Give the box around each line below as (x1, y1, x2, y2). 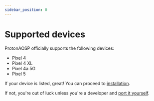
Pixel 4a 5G (11, 65, 36, 71)
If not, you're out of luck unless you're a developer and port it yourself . (4, 90, 150, 96)
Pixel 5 (11, 71, 26, 77)
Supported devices (4, 28, 86, 40)
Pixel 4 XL (11, 60, 33, 66)
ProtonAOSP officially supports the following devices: (4, 45, 115, 51)
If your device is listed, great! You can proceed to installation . (4, 80, 131, 86)
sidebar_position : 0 (4, 7, 48, 12)
